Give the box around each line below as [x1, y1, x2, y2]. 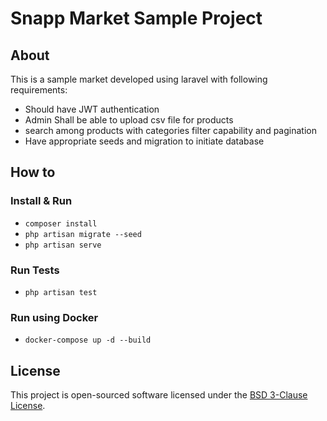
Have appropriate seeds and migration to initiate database [24, 135, 265, 147]
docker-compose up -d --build [24, 335, 152, 346]
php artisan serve [24, 240, 102, 250]
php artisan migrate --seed [24, 229, 142, 239]
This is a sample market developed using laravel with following [10, 73, 268, 85]
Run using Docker [10, 310, 99, 324]
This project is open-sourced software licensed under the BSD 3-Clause [10, 389, 308, 401]
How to [10, 164, 56, 181]
